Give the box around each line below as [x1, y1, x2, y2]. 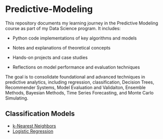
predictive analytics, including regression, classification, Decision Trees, [5, 79, 154, 85]
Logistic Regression [12, 128, 54, 134]
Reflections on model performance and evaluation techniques [12, 64, 140, 70]
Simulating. [5, 95, 29, 101]
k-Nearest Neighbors [12, 122, 56, 128]
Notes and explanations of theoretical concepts [12, 44, 111, 50]
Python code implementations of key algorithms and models [12, 35, 137, 41]
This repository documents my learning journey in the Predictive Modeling [5, 20, 158, 26]
